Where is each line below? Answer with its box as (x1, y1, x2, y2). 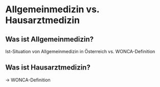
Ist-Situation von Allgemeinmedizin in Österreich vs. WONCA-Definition (5, 49, 155, 54)
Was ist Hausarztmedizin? (5, 63, 90, 72)
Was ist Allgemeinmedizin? (5, 35, 94, 43)
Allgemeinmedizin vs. (5, 4, 100, 15)
